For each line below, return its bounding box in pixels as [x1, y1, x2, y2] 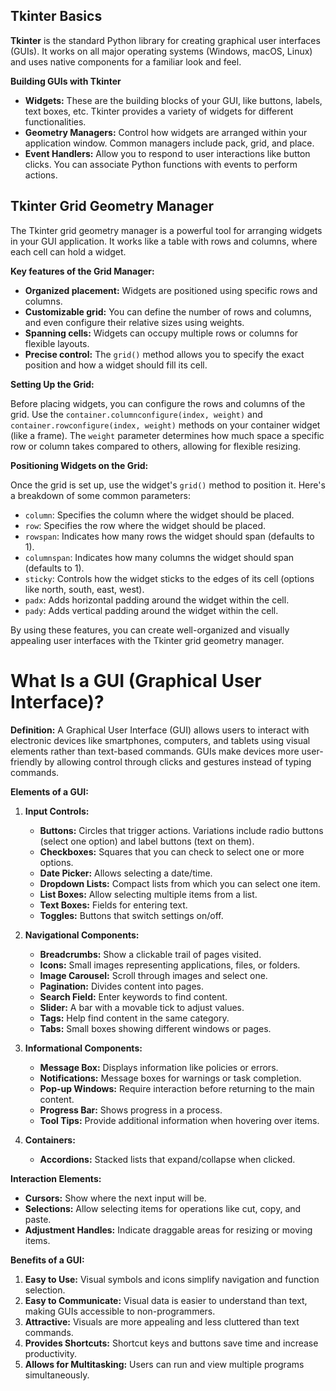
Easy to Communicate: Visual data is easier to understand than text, [24, 1294, 308, 1306]
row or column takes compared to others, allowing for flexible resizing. [10, 440, 302, 452]
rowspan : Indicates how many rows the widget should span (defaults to [24, 530, 315, 542]
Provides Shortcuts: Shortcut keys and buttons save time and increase [24, 1337, 319, 1349]
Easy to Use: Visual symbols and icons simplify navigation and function [24, 1273, 320, 1285]
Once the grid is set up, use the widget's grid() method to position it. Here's [10, 479, 326, 491]
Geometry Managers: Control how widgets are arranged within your [24, 126, 308, 138]
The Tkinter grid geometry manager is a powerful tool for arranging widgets [10, 224, 323, 236]
